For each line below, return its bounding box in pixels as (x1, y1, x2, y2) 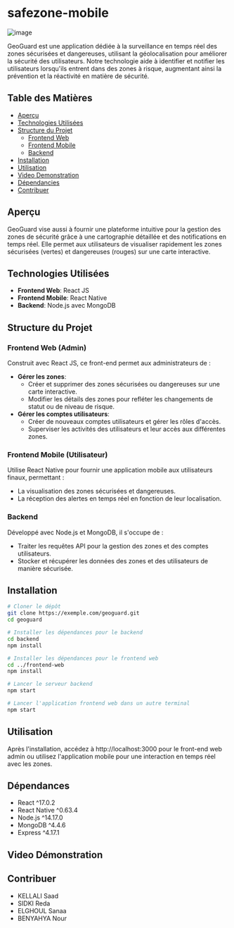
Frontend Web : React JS (17, 287, 90, 295)
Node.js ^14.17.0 (17, 813, 63, 822)
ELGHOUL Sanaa (17, 906, 67, 915)
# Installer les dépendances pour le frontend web (7, 655, 159, 662)
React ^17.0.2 (17, 798, 56, 807)
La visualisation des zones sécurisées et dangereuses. (17, 487, 176, 496)
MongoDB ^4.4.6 (17, 821, 66, 829)
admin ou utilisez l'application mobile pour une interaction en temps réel (7, 752, 216, 760)
